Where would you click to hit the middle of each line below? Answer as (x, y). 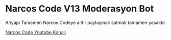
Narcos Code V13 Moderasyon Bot (80, 9)
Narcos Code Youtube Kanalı (36, 32)
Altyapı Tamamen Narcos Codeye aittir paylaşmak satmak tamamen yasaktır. (86, 22)
